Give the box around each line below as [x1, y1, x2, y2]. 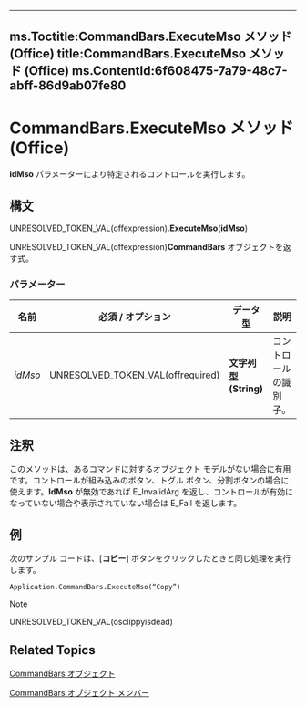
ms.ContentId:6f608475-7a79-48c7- [71, 63, 289, 78]
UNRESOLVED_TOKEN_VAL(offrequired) [49, 369, 220, 381]
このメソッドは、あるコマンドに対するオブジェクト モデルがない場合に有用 [9, 463, 291, 474]
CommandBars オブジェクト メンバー [9, 687, 150, 698]
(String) [229, 382, 264, 395]
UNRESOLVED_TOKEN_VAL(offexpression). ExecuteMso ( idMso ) [9, 223, 249, 234]
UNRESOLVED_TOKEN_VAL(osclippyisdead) [9, 617, 173, 628]
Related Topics [9, 642, 96, 658]
